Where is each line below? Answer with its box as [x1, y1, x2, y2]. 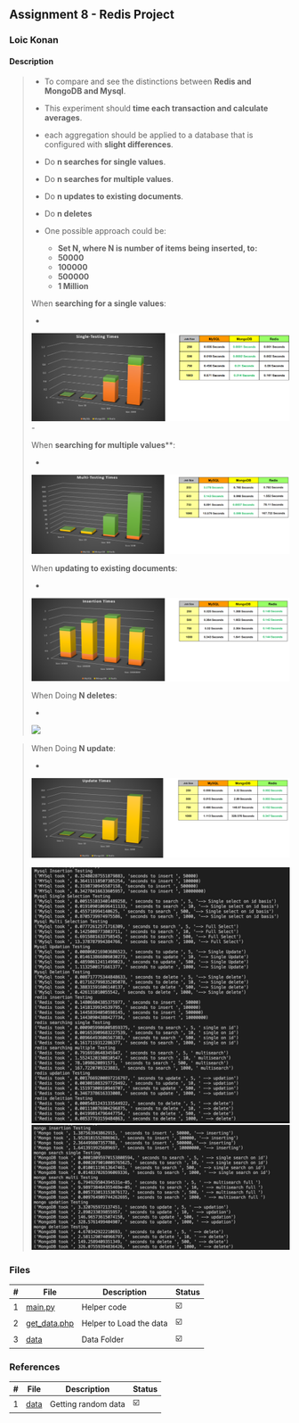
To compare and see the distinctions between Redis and [44, 76, 252, 87]
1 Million [57, 280, 89, 291]
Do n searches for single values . [44, 156, 166, 167]
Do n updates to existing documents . [44, 191, 184, 202]
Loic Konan [9, 34, 60, 46]
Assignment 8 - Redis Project [9, 7, 175, 22]
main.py [26, 1302, 55, 1312]
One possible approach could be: [44, 225, 166, 236]
